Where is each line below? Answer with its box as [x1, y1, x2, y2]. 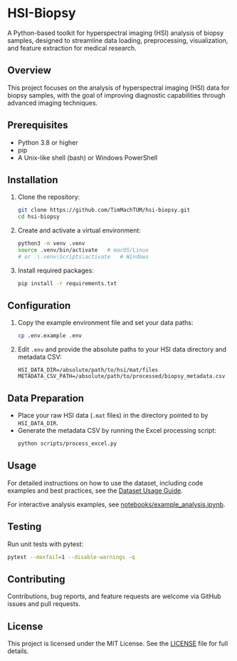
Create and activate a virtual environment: [17, 226, 141, 235]
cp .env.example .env [17, 332, 82, 339]
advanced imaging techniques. [7, 98, 98, 107]
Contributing [7, 573, 65, 585]
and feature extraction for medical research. [7, 43, 137, 52]
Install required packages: [17, 266, 94, 275]
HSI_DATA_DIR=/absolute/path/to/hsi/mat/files [17, 367, 159, 374]
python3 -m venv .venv [17, 240, 85, 247]
